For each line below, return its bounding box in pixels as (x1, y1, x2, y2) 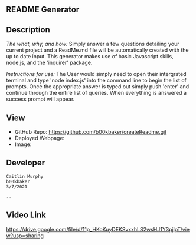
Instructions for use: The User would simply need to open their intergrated (6, 71, 187, 78)
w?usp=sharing (6, 232, 44, 239)
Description (6, 25, 50, 35)
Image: (14, 141, 32, 148)
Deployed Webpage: (14, 135, 65, 142)
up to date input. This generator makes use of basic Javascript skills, (6, 53, 174, 60)
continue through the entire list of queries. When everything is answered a (6, 90, 187, 97)
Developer (6, 158, 45, 168)
